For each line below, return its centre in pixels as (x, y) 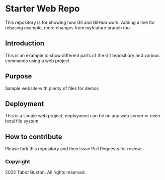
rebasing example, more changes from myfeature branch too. (68, 27)
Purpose (19, 76)
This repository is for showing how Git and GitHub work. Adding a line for (80, 22)
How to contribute (34, 136)
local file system (22, 121)
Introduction (25, 44)
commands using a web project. (38, 61)
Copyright (18, 162)
